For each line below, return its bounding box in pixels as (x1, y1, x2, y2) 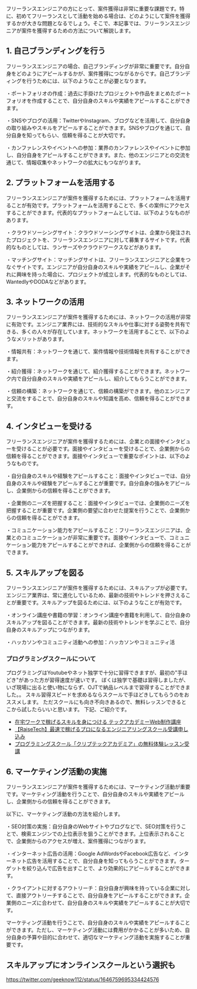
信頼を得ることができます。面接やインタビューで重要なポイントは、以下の (6, 453, 185, 460)
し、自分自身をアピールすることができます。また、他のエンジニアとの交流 (6, 152, 186, 159)
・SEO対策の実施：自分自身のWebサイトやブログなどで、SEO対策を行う (6, 823, 182, 830)
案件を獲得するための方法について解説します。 (21, 27, 134, 34)
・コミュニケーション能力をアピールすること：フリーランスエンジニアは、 (6, 527, 186, 534)
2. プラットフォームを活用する (6, 178, 116, 188)
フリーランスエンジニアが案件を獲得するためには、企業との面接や (6, 438, 165, 445)
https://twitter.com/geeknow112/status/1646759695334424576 (6, 975, 159, 983)
